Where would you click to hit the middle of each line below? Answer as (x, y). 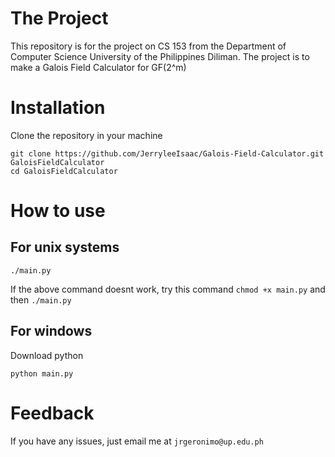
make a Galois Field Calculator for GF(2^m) (98, 67)
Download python (47, 355)
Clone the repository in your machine (86, 135)
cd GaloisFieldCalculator (64, 171)
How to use (58, 211)
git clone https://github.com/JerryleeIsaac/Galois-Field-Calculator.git (167, 153)
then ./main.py (41, 299)
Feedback (52, 413)
